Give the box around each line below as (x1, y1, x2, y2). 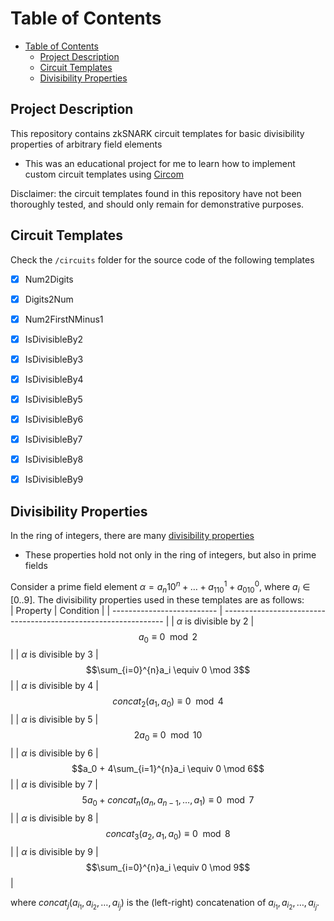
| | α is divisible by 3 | (10, 648, 99, 661)
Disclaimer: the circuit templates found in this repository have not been (10, 187, 302, 199)
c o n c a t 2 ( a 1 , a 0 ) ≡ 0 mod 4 (112, 695, 224, 710)
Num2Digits (24, 273, 74, 285)
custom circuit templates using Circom (24, 168, 184, 180)
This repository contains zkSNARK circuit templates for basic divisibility (10, 127, 305, 139)
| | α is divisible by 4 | (10, 680, 99, 692)
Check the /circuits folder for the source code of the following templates (10, 253, 315, 266)
